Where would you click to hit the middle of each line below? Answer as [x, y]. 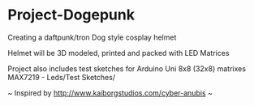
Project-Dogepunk [71, 15]
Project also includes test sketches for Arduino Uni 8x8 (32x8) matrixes [127, 68]
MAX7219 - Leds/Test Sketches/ [61, 77]
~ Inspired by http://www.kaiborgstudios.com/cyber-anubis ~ [110, 93]
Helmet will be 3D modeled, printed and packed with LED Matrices [118, 53]
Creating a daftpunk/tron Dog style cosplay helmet [92, 37]
